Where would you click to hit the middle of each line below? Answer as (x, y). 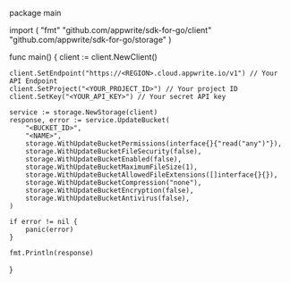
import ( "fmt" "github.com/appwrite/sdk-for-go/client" (111, 30)
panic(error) (50, 229)
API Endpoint (34, 81)
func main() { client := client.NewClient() (84, 57)
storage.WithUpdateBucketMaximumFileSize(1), (112, 167)
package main (35, 13)
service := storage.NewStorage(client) (84, 112)
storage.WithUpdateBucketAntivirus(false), (108, 198)
